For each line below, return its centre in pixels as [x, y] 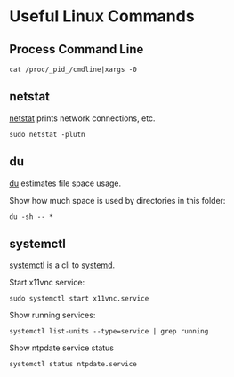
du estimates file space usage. [65, 183]
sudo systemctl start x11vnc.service [79, 299]
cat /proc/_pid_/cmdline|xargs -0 [73, 69]
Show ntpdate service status [61, 348]
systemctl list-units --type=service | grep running [109, 332]
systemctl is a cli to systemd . [62, 265]
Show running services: [52, 315]
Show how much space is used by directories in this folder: [117, 200]
